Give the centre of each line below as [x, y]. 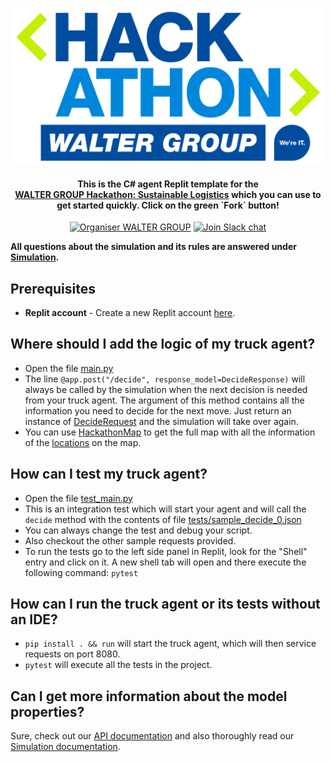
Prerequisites [53, 288]
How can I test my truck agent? [109, 474]
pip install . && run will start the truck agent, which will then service [170, 644]
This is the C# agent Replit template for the [168, 184]
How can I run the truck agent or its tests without [165, 604]
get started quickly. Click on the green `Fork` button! [168, 205]
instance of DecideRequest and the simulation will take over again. [161, 421]
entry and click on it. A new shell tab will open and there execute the [165, 562]
